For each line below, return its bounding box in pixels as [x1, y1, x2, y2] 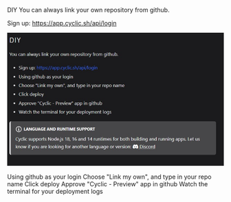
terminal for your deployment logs [7, 188, 103, 196]
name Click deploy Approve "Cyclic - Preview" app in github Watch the [7, 180, 208, 188]
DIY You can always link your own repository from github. [7, 6, 170, 14]
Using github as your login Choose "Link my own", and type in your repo [7, 173, 212, 181]
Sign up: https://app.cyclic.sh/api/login [7, 19, 117, 27]
